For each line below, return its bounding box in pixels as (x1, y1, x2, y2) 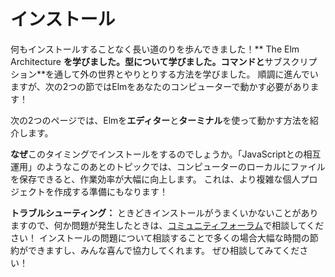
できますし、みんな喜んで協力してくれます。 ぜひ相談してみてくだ (27, 244, 300, 256)
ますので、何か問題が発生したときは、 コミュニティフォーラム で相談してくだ (10, 219, 325, 231)
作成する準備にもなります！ (53, 185, 168, 197)
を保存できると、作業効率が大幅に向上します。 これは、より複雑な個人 (10, 173, 301, 185)
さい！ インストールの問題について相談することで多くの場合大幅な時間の (10, 231, 310, 244)
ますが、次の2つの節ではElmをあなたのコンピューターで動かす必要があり (10, 80, 311, 92)
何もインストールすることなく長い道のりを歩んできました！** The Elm (10, 43, 300, 55)
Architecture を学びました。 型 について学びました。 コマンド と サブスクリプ (10, 55, 318, 67)
